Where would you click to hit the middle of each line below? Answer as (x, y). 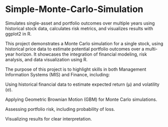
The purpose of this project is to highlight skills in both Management (76, 69)
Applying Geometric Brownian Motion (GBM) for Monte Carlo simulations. (81, 99)
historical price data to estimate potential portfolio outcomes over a (75, 49)
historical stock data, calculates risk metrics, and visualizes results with (79, 28)
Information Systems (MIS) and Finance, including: (58, 74)
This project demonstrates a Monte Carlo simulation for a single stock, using (84, 43)
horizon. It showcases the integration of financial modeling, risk (81, 54)
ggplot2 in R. (18, 34)
